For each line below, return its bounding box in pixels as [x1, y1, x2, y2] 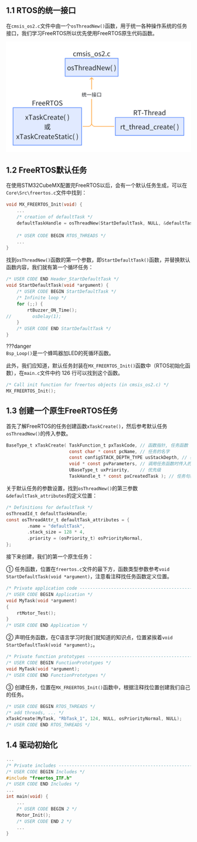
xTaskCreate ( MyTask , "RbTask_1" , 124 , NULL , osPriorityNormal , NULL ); [6, 716, 182, 722]
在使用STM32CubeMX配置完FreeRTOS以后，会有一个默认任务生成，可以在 [6, 182, 188, 189]
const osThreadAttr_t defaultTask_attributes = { [6, 516, 130, 523]
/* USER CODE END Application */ [6, 622, 88, 629]
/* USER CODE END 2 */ [16, 818, 72, 824]
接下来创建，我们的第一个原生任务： [6, 553, 94, 560]
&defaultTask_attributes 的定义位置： [6, 492, 98, 499]
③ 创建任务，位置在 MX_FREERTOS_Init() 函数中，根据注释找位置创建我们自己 [6, 683, 191, 690]
